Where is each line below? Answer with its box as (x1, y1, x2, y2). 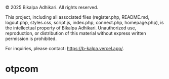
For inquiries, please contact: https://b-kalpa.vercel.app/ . (5, 46, 124, 51)
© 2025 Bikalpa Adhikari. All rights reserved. (5, 5, 99, 10)
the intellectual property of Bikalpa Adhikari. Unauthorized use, (5, 25, 137, 31)
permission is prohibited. (5, 35, 57, 42)
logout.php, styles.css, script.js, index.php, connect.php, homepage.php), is (5, 20, 164, 25)
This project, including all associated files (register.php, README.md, (5, 14, 149, 20)
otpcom (5, 63, 39, 75)
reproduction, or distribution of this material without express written (5, 30, 146, 36)
